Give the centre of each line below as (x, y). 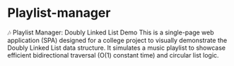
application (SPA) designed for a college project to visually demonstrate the (117, 40)
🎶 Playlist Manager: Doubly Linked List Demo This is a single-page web (111, 32)
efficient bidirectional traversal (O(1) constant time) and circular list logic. (113, 55)
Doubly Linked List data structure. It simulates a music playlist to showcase (117, 48)
